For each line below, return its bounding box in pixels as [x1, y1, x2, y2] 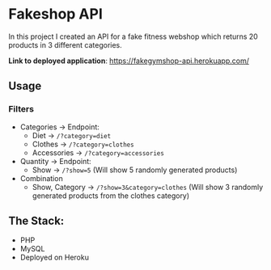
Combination [19, 173, 63, 183]
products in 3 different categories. [8, 40, 123, 49]
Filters [8, 103, 35, 115]
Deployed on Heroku [19, 252, 89, 263]
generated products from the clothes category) [32, 191, 190, 200]
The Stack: [8, 214, 65, 228]
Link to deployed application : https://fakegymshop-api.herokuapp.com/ [8, 56, 249, 65]
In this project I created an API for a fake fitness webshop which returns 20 [8, 32, 259, 41]
